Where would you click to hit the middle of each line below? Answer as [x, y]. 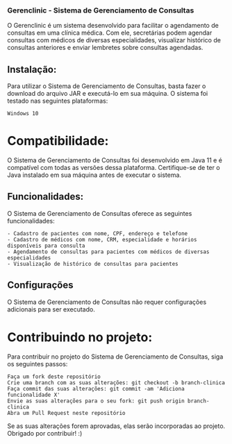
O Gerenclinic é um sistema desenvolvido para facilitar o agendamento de [113, 26]
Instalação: [32, 69]
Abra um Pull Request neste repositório [67, 413]
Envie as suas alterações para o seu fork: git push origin [96, 401]
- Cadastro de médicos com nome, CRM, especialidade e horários [102, 239]
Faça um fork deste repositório [54, 377]
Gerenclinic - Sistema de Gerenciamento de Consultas [101, 10]
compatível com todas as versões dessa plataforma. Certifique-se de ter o [114, 168]
